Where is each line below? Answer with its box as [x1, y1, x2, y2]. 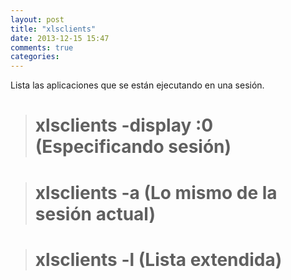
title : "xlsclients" [10, 24, 97, 34]
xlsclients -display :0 [34, 114, 214, 137]
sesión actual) [34, 202, 156, 225]
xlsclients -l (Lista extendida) [34, 248, 283, 271]
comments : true [10, 42, 74, 53]
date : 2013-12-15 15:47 [10, 33, 110, 43]
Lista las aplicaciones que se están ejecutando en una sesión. [10, 79, 265, 91]
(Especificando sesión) [34, 136, 232, 158]
